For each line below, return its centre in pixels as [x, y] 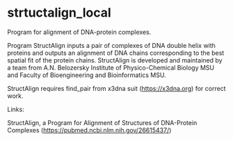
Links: [16, 109]
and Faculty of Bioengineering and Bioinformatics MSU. [87, 75]
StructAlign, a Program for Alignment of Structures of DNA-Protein [102, 122]
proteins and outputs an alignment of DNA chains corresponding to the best [116, 53]
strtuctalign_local [59, 13]
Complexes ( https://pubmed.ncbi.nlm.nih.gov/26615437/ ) [89, 130]
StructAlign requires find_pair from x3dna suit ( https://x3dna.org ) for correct [116, 88]
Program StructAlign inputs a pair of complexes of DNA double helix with [111, 45]
